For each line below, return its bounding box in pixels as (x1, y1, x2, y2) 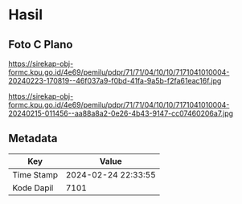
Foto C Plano (8, 38, 73, 51)
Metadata (8, 132, 58, 145)
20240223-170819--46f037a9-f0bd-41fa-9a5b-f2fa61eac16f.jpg (8, 76, 222, 85)
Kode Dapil (12, 182, 54, 194)
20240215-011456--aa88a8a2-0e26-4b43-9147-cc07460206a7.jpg (8, 108, 234, 118)
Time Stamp (12, 169, 59, 180)
